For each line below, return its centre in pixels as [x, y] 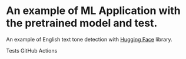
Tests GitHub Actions [32, 50]
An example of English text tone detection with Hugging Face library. [89, 39]
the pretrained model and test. [82, 23]
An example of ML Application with [93, 11]
